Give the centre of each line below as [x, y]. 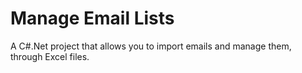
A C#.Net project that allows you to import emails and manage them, [151, 46]
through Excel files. [50, 56]
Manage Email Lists [92, 18]
